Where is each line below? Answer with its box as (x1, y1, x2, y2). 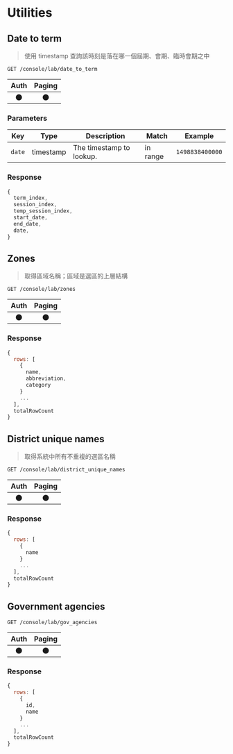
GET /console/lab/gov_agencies (7, 619, 98, 626)
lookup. (72, 151, 98, 161)
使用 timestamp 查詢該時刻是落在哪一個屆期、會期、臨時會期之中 (24, 52, 210, 60)
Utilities (7, 5, 53, 21)
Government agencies (7, 601, 105, 612)
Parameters (7, 113, 47, 123)
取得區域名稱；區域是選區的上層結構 (24, 272, 128, 280)
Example (184, 131, 214, 141)
